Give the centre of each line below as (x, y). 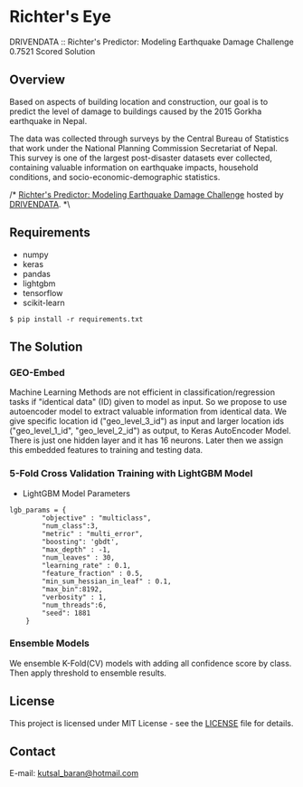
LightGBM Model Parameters (76, 493)
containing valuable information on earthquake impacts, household (134, 167)
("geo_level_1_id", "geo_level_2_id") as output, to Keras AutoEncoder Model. (150, 431)
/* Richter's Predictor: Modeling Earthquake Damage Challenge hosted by (147, 194)
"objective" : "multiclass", (97, 518)
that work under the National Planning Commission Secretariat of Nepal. (144, 148)
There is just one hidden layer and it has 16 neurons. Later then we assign (146, 440)
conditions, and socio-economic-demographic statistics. (115, 177)
